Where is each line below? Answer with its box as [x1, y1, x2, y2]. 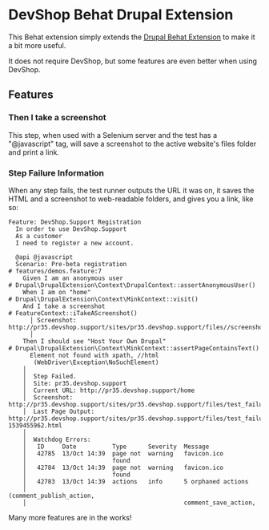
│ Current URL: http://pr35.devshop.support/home [22, 386, 195, 394]
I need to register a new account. [15, 239, 134, 247]
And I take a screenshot [22, 302, 106, 310]
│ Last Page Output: [22, 407, 94, 415]
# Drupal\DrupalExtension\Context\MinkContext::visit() [8, 295, 199, 303]
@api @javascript [15, 253, 74, 261]
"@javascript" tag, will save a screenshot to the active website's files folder [8, 139, 257, 148]
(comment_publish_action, [8, 492, 94, 500]
